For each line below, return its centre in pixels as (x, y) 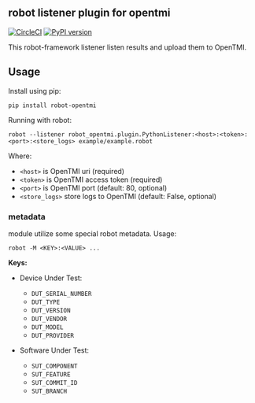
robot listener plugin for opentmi (89, 13)
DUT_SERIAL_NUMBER (61, 294)
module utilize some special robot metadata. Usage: (92, 233)
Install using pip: (35, 91)
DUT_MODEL (48, 327)
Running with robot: (40, 120)
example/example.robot (116, 141)
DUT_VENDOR (49, 319)
